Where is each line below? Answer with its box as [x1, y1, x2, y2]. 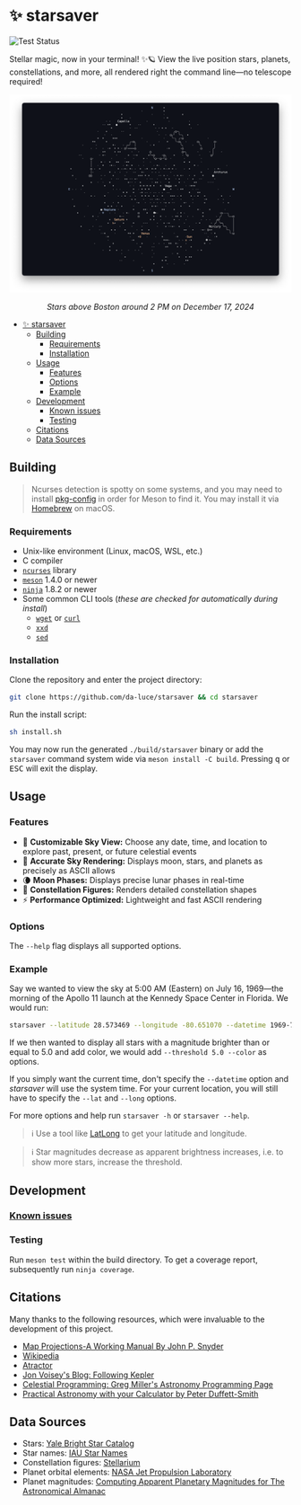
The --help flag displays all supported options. [9, 940, 182, 951]
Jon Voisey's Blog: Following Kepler [21, 1369, 155, 1380]
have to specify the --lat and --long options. [9, 1093, 177, 1103]
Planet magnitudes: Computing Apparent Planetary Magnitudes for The [21, 1476, 285, 1487]
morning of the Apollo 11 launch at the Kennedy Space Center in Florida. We [9, 993, 288, 1004]
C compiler [21, 554, 64, 566]
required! [9, 75, 43, 86]
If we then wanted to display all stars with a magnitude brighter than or [9, 1037, 271, 1048]
